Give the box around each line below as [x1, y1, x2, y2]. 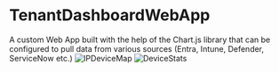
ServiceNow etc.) [9, 53, 73, 63]
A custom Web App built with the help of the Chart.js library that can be [9, 34, 271, 45]
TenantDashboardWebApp [9, 5, 211, 25]
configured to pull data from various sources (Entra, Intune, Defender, [9, 43, 265, 54]
